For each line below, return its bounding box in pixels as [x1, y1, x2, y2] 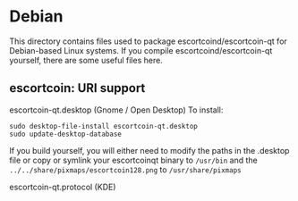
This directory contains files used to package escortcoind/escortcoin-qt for [9, 36, 288, 46]
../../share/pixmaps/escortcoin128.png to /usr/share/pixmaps [9, 163, 242, 175]
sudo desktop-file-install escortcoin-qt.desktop [9, 121, 199, 130]
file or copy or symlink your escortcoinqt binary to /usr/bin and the [9, 155, 258, 165]
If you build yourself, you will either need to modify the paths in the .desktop [9, 145, 290, 155]
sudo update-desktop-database [9, 130, 123, 138]
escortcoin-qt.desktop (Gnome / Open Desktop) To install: [9, 105, 224, 115]
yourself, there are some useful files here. [9, 54, 163, 65]
